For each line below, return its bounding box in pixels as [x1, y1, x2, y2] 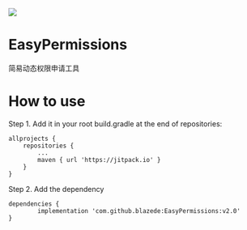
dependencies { [8, 199, 60, 208]
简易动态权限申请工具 [8, 63, 79, 73]
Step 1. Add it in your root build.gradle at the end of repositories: [8, 118, 223, 129]
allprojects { [8, 134, 57, 143]
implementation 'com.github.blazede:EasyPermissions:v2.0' [37, 207, 241, 215]
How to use [8, 92, 86, 111]
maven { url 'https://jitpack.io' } [37, 155, 161, 164]
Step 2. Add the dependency [8, 184, 104, 194]
